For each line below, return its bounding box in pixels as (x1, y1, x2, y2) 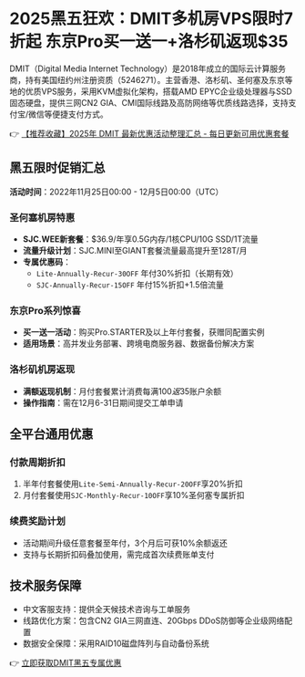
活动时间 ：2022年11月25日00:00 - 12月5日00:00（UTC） (9, 186, 224, 197)
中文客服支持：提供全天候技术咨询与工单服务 (22, 604, 191, 615)
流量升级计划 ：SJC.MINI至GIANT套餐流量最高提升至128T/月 (22, 245, 248, 256)
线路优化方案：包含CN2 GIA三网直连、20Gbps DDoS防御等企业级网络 (22, 615, 285, 626)
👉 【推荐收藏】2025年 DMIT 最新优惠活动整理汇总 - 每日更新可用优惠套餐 (9, 128, 290, 139)
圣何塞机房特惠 (9, 211, 76, 224)
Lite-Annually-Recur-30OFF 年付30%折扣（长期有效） (36, 268, 239, 279)
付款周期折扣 (9, 455, 66, 468)
